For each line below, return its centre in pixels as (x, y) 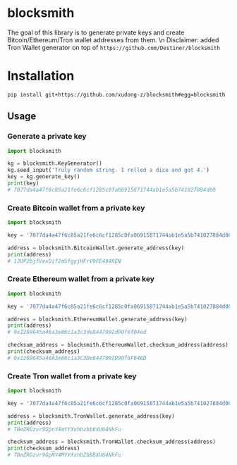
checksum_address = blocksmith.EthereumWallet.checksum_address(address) (118, 345)
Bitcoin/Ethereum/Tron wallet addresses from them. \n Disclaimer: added (113, 39)
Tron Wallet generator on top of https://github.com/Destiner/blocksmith (114, 47)
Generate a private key (47, 137)
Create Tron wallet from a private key (72, 376)
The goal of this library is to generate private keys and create (96, 32)
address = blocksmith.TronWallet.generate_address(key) (91, 416)
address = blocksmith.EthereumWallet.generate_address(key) (98, 319)
